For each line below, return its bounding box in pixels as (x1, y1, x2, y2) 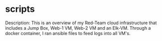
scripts (5, 3, 35, 15)
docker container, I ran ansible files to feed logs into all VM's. (5, 30, 131, 36)
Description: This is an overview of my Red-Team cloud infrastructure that (5, 20, 157, 26)
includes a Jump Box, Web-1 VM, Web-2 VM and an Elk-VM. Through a (5, 25, 151, 31)
